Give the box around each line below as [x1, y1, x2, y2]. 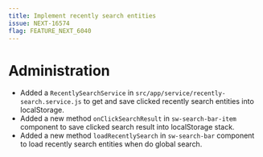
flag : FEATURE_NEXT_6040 [8, 27, 92, 35]
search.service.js [19, 98, 82, 106]
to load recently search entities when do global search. [19, 139, 203, 149]
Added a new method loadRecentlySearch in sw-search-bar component [19, 130, 255, 141]
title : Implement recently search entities [8, 11, 157, 20]
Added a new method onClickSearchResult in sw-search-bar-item [19, 114, 237, 123]
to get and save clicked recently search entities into [83, 97, 255, 106]
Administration [8, 61, 110, 80]
